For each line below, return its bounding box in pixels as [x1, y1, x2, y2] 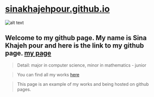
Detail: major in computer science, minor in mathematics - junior [17, 62, 147, 68]
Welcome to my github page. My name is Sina [5, 34, 147, 42]
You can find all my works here [17, 72, 80, 77]
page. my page [5, 49, 51, 57]
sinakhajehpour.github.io [5, 3, 110, 15]
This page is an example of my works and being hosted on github [17, 81, 149, 87]
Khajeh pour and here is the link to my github [5, 42, 144, 50]
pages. [17, 86, 31, 92]
